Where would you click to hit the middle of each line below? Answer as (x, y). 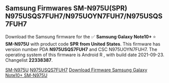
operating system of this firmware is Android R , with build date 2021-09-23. (85, 55)
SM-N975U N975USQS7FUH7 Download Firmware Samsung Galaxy (76, 70)
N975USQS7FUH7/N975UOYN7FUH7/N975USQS (84, 16)
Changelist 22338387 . (29, 60)
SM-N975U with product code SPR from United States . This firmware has (83, 44)
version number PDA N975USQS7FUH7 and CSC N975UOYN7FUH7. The (81, 49)
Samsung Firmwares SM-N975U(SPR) (66, 8)
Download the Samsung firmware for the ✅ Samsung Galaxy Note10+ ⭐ (81, 36)
